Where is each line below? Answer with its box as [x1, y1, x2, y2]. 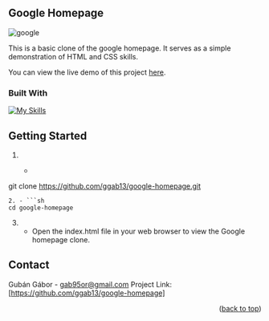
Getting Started [8, 128, 88, 143]
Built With [8, 87, 48, 99]
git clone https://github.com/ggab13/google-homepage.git [8, 181, 202, 191]
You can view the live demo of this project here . [8, 67, 166, 77]
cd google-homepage [8, 204, 74, 212]
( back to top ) [218, 303, 262, 313]
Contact [8, 258, 50, 272]
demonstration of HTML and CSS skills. [8, 51, 139, 61]
